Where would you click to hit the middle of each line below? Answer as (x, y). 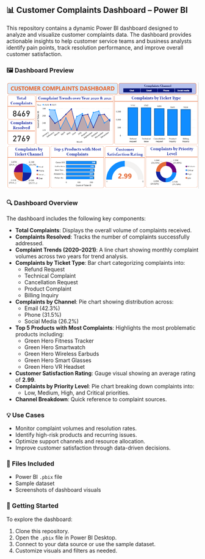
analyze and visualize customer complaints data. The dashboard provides (99, 34)
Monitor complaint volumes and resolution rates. (76, 428)
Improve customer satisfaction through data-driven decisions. (93, 448)
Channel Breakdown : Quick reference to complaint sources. (91, 399)
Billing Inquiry (41, 295)
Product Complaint (48, 289)
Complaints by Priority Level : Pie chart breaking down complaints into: (105, 386)
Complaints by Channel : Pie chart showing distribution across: (94, 302)
